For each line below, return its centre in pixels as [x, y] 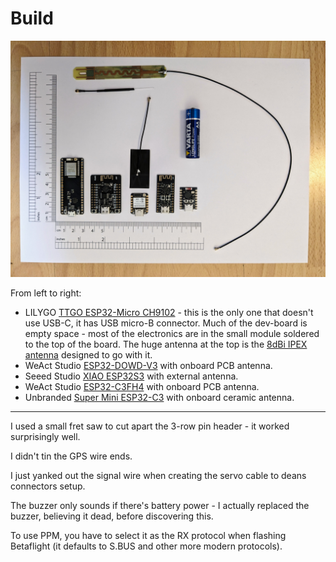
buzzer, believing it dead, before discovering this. [112, 516]
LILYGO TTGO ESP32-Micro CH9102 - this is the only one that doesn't [169, 312]
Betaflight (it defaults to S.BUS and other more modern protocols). [146, 546]
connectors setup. [48, 486]
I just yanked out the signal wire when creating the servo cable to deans [158, 475]
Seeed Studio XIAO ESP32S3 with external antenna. [131, 376]
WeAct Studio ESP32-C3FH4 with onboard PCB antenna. [142, 386]
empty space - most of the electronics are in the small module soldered [172, 333]
